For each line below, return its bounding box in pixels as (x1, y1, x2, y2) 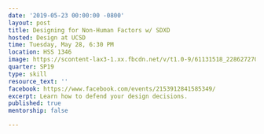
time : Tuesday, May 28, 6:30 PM (8, 41, 114, 49)
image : (8, 56, 30, 64)
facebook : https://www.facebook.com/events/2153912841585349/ (8, 84, 216, 93)
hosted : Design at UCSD (8, 33, 86, 42)
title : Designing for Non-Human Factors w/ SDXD (8, 26, 170, 34)
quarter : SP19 (8, 63, 55, 71)
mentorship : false (8, 107, 68, 115)
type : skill (8, 70, 47, 78)
